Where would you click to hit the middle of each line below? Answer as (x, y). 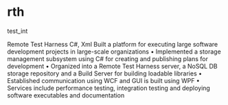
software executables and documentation (66, 95)
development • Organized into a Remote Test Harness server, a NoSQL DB (112, 66)
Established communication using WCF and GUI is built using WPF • (104, 80)
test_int (18, 31)
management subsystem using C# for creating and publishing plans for (107, 58)
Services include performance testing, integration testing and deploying (109, 88)
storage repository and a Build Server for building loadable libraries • (105, 73)
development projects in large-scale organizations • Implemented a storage (114, 51)
